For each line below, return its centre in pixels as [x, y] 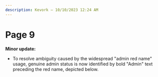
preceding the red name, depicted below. [55, 69]
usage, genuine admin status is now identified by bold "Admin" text [83, 64]
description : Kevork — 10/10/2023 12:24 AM [52, 10]
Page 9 [20, 34]
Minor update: [21, 49]
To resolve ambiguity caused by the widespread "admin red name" [82, 58]
